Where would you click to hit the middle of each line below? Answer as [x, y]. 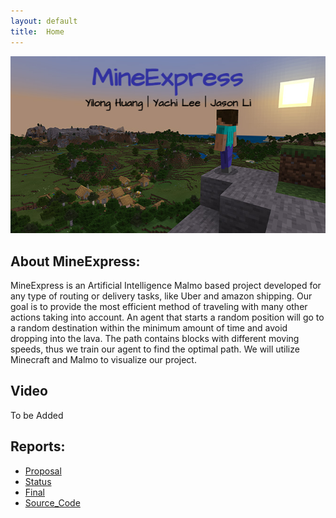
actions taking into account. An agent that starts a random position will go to [167, 317]
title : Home [37, 31]
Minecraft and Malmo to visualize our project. [103, 359]
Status [38, 481]
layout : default [44, 21]
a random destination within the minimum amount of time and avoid [149, 328]
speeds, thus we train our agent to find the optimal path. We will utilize [155, 349]
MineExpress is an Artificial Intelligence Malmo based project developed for [166, 285]
